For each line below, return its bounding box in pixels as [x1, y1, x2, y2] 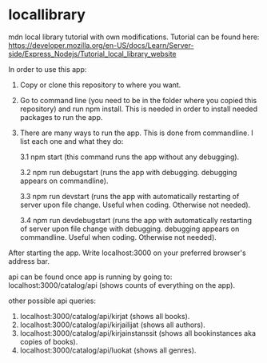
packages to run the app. [19, 112, 103, 122]
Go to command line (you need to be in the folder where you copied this [19, 95, 257, 105]
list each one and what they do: [19, 136, 124, 146]
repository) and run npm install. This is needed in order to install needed [19, 104, 258, 114]
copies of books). [19, 337, 78, 346]
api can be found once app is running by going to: [8, 272, 173, 281]
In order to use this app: [8, 64, 87, 74]
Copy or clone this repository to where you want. [19, 80, 181, 90]
